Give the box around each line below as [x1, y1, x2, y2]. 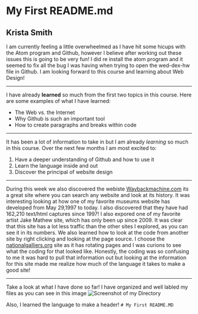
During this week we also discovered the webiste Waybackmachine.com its [6, 185, 189, 192]
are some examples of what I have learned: [6, 98, 111, 104]
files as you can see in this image [6, 290, 87, 296]
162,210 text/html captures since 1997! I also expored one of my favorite [6, 211, 181, 217]
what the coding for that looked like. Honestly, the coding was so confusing [6, 248, 190, 255]
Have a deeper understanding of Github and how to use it [14, 156, 154, 163]
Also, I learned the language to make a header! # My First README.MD [6, 301, 174, 308]
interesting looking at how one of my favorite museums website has [6, 198, 170, 205]
